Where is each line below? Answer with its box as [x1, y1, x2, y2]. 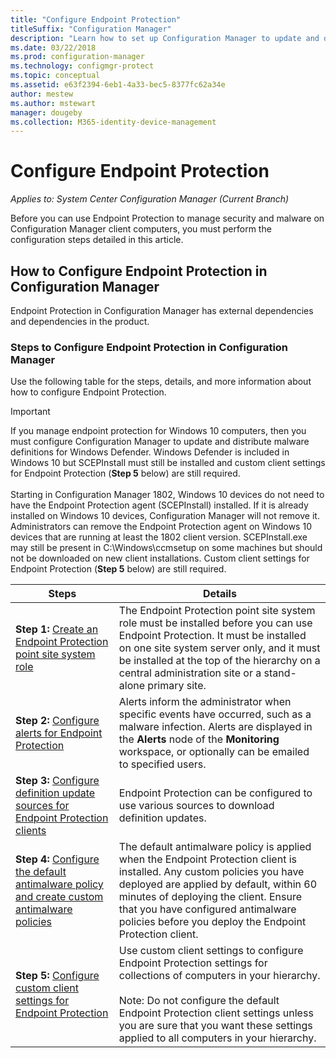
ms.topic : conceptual [10, 71, 101, 81]
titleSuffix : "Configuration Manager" [10, 24, 172, 34]
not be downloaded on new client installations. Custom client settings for [10, 552, 310, 565]
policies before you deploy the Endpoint [118, 915, 307, 929]
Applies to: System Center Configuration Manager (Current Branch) [10, 193, 290, 205]
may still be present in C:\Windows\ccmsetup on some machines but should [10, 542, 323, 554]
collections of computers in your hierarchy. [118, 969, 321, 983]
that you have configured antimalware [118, 902, 297, 916]
